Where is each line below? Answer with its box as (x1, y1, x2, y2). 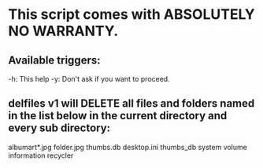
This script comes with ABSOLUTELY (8, 5, 256, 24)
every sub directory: (8, 122, 111, 135)
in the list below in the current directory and (8, 109, 228, 122)
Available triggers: (8, 53, 101, 67)
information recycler (8, 151, 74, 160)
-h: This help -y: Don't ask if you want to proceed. (8, 75, 171, 83)
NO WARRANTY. (8, 22, 119, 40)
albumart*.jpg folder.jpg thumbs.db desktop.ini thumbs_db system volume (8, 142, 248, 152)
